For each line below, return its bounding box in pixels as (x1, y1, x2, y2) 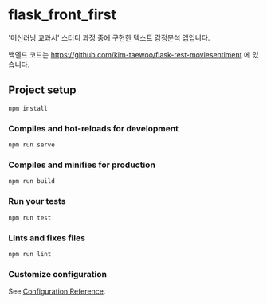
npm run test (8, 213, 52, 222)
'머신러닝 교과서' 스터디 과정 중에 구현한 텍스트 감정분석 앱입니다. (8, 33, 210, 42)
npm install (8, 104, 48, 112)
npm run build (8, 177, 56, 185)
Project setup (8, 84, 77, 97)
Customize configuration (8, 268, 108, 279)
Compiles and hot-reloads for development (8, 123, 179, 134)
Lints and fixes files (8, 232, 86, 244)
